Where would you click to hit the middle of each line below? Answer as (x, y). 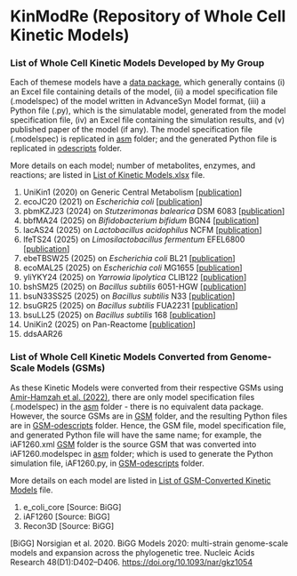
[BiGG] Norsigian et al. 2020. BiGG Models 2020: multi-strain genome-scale (149, 543)
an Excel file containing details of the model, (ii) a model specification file (144, 92)
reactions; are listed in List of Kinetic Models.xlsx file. (108, 175)
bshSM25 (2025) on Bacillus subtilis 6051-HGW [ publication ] (135, 287)
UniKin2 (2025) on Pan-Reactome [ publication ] (109, 324)
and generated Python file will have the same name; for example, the (136, 435)
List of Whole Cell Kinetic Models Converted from (119, 357)
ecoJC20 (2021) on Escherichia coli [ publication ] (112, 202)
